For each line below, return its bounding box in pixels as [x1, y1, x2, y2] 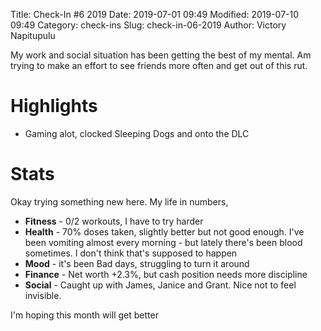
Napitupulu [10, 30, 56, 41]
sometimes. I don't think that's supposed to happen [24, 247, 238, 259]
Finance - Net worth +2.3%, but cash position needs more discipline [24, 268, 308, 280]
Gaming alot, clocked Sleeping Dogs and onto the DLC [24, 127, 250, 139]
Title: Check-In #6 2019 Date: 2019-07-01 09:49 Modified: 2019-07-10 [10, 9, 300, 20]
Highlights [10, 95, 98, 118]
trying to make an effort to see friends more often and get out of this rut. [10, 60, 308, 71]
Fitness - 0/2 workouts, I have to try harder [24, 215, 204, 227]
